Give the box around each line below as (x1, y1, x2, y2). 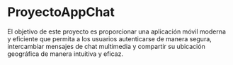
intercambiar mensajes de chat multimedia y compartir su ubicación (7, 42, 205, 50)
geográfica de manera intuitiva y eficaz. (7, 50, 124, 58)
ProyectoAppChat (7, 4, 115, 20)
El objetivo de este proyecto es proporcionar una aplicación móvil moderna (7, 27, 227, 36)
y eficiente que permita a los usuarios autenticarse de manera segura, (7, 34, 212, 43)
